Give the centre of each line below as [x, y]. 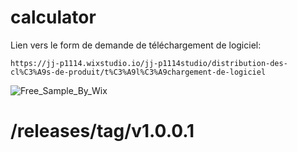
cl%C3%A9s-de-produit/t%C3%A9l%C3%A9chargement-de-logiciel [138, 72]
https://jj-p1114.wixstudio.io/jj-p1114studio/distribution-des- [149, 63]
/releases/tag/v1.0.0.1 [102, 131]
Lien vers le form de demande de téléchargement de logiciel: [136, 45]
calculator [53, 17]
